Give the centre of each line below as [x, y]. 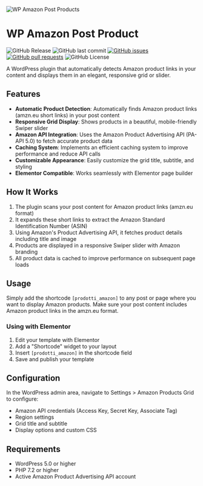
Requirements [33, 449]
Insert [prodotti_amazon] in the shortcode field [73, 353]
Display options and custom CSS [56, 430]
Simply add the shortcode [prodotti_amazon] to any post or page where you [101, 298]
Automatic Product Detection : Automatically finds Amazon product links [106, 108]
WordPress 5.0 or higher [45, 464]
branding [26, 252]
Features [23, 94]
